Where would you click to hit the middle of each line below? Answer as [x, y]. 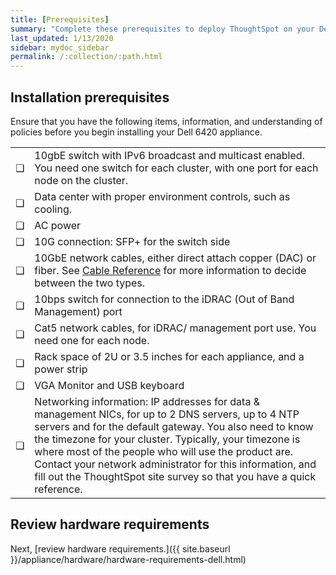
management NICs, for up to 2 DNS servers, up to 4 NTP [167, 414]
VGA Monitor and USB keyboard [109, 385]
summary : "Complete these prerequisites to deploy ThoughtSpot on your [162, 29]
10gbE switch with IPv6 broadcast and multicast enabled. [169, 155]
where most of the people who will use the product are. [164, 451]
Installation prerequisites [90, 97]
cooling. [53, 209]
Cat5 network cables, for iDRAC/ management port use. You [175, 328]
